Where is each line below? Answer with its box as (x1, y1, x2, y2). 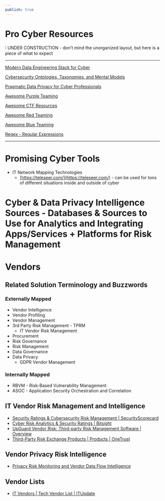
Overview (12, 431, 32, 437)
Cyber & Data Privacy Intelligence (5, 197, 145, 208)
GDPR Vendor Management (19, 359, 76, 365)
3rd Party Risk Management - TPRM (12, 322, 85, 328)
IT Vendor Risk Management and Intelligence (5, 402, 146, 410)
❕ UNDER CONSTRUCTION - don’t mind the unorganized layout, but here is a (5, 45, 160, 51)
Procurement (12, 333, 39, 339)
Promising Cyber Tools (5, 153, 100, 164)
